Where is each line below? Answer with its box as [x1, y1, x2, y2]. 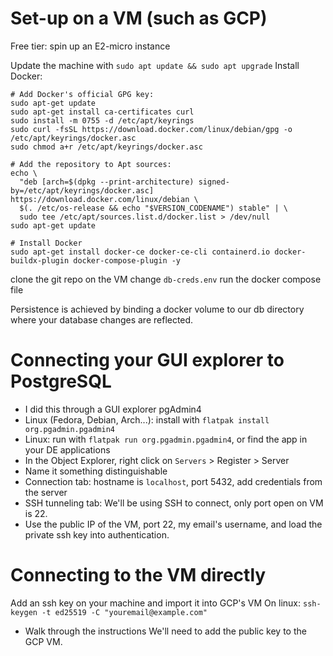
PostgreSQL [10, 370, 112, 393]
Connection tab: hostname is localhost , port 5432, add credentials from [24, 475, 323, 487]
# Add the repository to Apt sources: [10, 159, 172, 169]
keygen [10, 607, 38, 617]
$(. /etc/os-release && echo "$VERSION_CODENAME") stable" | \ [19, 203, 288, 213]
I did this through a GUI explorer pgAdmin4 [24, 403, 202, 415]
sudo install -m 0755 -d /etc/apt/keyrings [10, 115, 195, 126]
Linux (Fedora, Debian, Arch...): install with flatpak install [24, 413, 270, 426]
